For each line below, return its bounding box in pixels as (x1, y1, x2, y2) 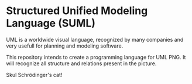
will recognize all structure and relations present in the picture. (6, 60, 157, 67)
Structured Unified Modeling (6, 4, 148, 18)
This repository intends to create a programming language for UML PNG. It (6, 53, 186, 61)
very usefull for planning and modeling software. (6, 42, 124, 49)
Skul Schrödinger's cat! (6, 71, 63, 78)
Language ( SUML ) (6, 16, 95, 30)
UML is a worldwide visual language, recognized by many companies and (6, 36, 184, 43)
